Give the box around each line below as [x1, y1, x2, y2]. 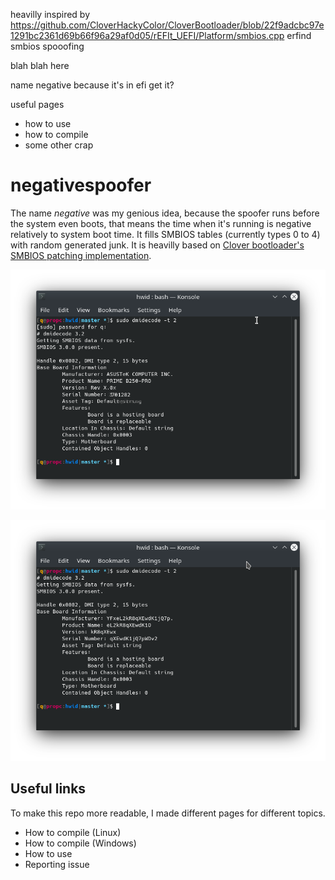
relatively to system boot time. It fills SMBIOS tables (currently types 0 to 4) [10, 228, 321, 240]
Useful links [10, 780, 87, 798]
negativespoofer [10, 174, 152, 197]
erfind [286, 30, 312, 41]
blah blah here [10, 60, 70, 71]
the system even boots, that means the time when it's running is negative [10, 217, 312, 229]
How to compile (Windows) [24, 837, 137, 849]
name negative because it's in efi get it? [10, 79, 175, 91]
